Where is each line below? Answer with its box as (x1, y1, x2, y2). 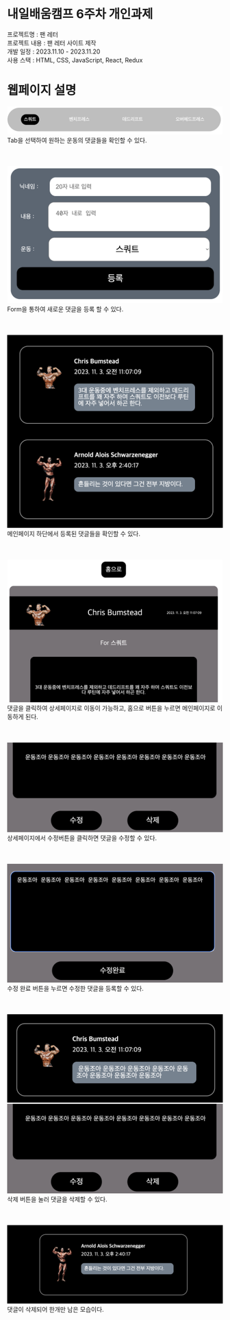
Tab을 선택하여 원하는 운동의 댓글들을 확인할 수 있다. (7, 136, 147, 145)
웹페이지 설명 (7, 83, 77, 98)
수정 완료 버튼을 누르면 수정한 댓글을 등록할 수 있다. (7, 984, 144, 992)
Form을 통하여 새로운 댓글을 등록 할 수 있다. (7, 304, 124, 313)
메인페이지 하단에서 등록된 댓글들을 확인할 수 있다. (7, 529, 141, 538)
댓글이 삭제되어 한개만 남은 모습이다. (7, 1305, 104, 1313)
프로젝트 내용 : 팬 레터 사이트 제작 (7, 38, 97, 47)
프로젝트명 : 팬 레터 (7, 30, 58, 38)
